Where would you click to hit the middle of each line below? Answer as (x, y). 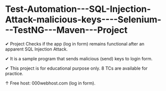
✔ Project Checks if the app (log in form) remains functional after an (75, 44)
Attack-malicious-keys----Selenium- (83, 20)
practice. (14, 73)
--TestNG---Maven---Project (66, 30)
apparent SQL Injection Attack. (37, 49)
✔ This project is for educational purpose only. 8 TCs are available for (77, 68)
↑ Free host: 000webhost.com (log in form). (50, 83)
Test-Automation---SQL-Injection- (78, 9)
